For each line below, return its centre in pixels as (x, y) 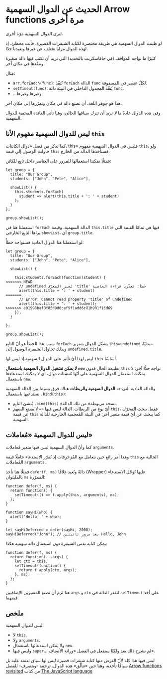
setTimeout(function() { (40, 566)
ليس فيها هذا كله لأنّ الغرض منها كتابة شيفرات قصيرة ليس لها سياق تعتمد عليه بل (80, 661)
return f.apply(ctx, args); (48, 570)
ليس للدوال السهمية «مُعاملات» (49, 435)
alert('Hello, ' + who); (36, 517)
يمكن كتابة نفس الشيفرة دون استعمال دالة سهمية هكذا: (56, 543)
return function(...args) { (39, 557)
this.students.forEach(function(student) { (60, 277)
